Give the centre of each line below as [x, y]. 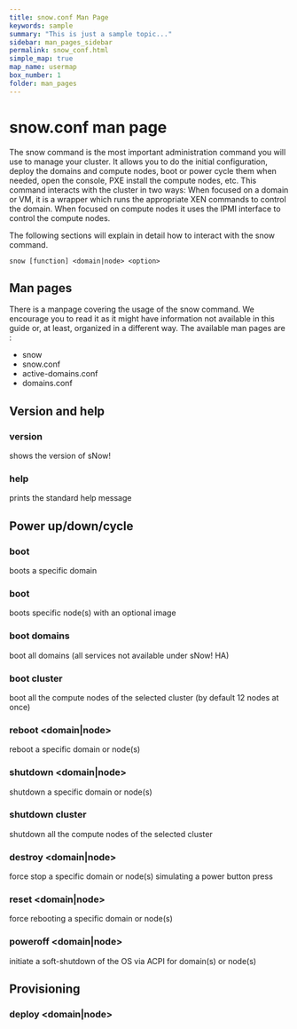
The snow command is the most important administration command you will [148, 152]
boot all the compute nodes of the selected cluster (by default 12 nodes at [144, 697]
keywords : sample [41, 26]
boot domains [39, 636]
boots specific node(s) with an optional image [93, 613]
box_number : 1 [35, 75]
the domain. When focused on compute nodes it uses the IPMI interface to [145, 209]
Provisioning [45, 989]
